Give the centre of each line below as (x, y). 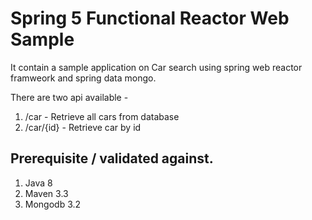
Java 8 (38, 183)
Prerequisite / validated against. (112, 158)
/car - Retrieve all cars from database (102, 116)
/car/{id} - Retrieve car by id (83, 127)
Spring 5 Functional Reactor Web (150, 18)
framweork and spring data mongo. (83, 78)
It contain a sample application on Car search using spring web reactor (156, 67)
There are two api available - (69, 97)
